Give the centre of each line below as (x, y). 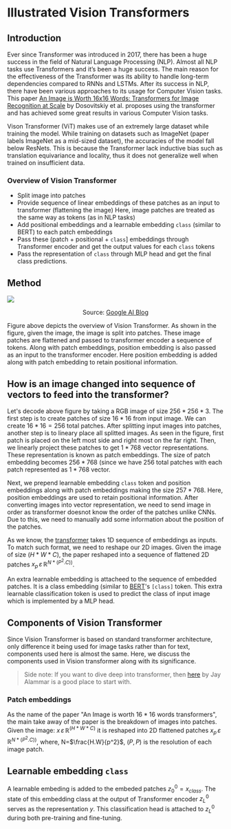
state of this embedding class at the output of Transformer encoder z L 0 (108, 799)
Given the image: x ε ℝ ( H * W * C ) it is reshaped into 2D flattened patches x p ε (114, 731)
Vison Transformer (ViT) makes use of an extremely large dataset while (108, 126)
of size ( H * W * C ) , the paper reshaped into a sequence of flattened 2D (108, 554)
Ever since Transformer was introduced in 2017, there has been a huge (107, 54)
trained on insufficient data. (46, 163)
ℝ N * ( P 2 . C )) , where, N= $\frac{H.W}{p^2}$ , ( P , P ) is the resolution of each (109, 740)
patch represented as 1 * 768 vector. (59, 469)
